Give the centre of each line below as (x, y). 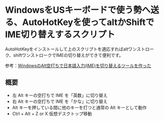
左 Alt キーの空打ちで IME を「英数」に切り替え (60, 95)
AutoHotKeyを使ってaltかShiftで (88, 22)
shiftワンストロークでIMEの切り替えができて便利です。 (68, 55)
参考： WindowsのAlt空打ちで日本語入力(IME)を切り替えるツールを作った (78, 65)
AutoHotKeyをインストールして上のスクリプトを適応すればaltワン (71, 49)
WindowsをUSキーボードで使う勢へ (78, 10)
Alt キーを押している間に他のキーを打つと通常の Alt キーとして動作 (79, 107)
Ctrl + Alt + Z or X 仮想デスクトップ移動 (52, 114)
